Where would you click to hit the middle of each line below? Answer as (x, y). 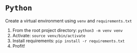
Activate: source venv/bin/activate (49, 35)
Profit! (19, 46)
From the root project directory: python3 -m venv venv (68, 30)
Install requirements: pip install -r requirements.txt (68, 41)
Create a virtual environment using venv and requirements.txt (68, 21)
